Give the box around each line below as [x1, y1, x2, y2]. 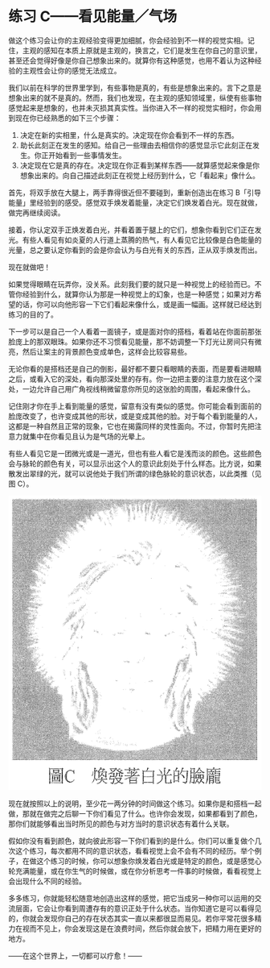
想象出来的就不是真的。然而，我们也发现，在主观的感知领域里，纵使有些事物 [8, 93, 262, 102]
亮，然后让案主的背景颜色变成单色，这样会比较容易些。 [8, 347, 191, 356]
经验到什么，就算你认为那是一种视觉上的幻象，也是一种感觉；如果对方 [22, 289, 255, 299]
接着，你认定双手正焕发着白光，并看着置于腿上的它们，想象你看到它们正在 [8, 225, 255, 235]
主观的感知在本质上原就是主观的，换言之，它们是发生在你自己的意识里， [22, 45, 262, 55]
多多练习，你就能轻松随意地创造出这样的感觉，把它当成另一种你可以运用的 [8, 894, 255, 904]
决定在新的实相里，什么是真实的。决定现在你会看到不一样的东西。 [19, 130, 239, 139]
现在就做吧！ [8, 262, 51, 272]
